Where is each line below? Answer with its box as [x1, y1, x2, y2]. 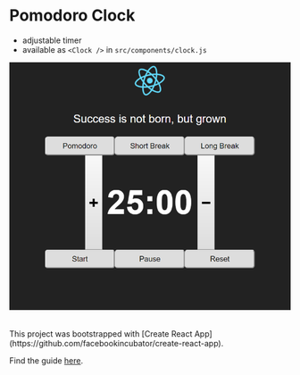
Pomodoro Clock [9, 5, 136, 26]
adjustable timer [21, 35, 82, 46]
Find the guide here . [9, 354, 84, 366]
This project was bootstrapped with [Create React [9, 328, 193, 339]
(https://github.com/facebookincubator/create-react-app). [9, 337, 224, 348]
